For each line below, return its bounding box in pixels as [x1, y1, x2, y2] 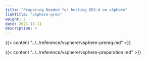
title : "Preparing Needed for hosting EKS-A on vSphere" [5, 7, 128, 12]
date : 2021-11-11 [5, 21, 42, 26]
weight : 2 [5, 16, 26, 21]
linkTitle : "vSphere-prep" [5, 12, 62, 17]
